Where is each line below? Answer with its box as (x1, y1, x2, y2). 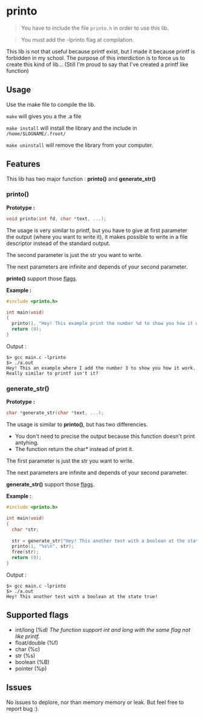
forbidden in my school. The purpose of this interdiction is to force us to (6, 54, 185, 61)
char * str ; (11, 526, 39, 532)
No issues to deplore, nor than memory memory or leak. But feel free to (6, 699, 184, 706)
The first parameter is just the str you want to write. (6, 457, 134, 465)
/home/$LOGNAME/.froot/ (6, 130, 66, 137)
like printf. (14, 632, 40, 640)
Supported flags (6, 610, 69, 620)
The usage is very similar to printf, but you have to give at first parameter (6, 226, 188, 234)
